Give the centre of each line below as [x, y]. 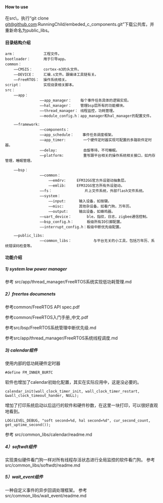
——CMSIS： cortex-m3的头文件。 [48, 70]
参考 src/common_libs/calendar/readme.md [49, 434]
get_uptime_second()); [28, 425]
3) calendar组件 [21, 350]
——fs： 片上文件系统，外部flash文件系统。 [93, 191]
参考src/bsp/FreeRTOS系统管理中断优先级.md [51, 327]
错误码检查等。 [21, 246]
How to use [16, 7]
